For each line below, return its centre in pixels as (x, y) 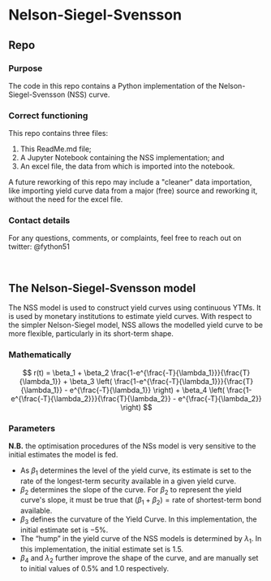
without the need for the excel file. (66, 199)
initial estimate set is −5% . (64, 530)
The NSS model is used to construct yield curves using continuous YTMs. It (135, 308)
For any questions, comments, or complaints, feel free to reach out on (125, 238)
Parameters (32, 428)
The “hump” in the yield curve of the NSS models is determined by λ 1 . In (141, 539)
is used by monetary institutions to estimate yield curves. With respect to (130, 317)
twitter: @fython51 (39, 247)
